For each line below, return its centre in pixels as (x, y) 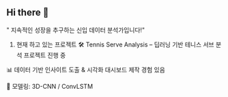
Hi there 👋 (28, 13)
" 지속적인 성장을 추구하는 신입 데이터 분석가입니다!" (76, 30)
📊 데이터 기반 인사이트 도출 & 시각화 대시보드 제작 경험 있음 (86, 70)
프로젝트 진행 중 (45, 55)
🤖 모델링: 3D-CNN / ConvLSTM (50, 86)
